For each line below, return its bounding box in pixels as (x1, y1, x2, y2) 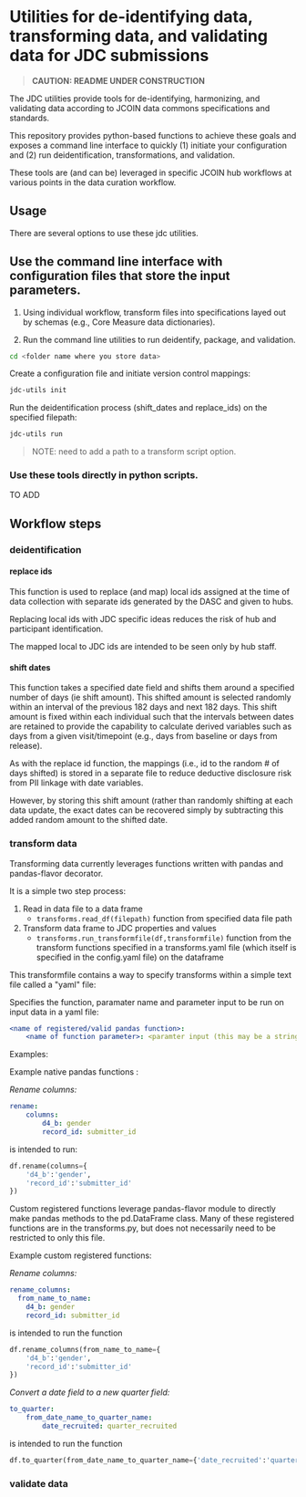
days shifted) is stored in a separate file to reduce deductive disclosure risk (9, 768, 292, 779)
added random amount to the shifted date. (9, 815, 168, 826)
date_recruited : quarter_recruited (42, 1421, 178, 1430)
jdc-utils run (9, 430, 64, 439)
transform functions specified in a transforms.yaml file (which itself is (36, 941, 297, 952)
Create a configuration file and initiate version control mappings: (9, 368, 251, 379)
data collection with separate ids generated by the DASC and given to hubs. (9, 596, 294, 607)
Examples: (9, 1049, 48, 1060)
